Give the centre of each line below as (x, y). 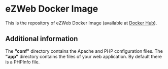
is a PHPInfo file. (23, 62)
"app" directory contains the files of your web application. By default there (84, 56)
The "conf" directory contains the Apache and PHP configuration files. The (84, 51)
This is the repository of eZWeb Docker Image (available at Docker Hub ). (81, 23)
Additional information (42, 39)
